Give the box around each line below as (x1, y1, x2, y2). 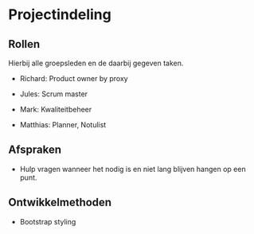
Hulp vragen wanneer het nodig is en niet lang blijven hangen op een (19, 164, 246, 174)
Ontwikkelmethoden (8, 196, 112, 209)
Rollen (8, 37, 41, 51)
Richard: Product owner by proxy (19, 74, 129, 83)
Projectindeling (8, 6, 111, 24)
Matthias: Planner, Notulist (19, 120, 107, 129)
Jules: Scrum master (19, 89, 88, 99)
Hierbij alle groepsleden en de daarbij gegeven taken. (8, 58, 184, 68)
